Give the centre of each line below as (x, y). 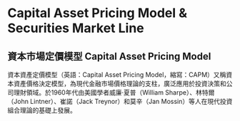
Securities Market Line (76, 28)
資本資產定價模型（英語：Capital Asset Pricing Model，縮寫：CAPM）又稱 (117, 75)
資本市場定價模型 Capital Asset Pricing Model (109, 56)
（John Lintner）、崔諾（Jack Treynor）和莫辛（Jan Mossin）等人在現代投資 (120, 101)
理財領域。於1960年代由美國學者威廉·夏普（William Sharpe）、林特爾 (114, 93)
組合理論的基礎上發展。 (42, 110)
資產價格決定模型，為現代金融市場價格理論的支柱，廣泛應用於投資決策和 (120, 84)
